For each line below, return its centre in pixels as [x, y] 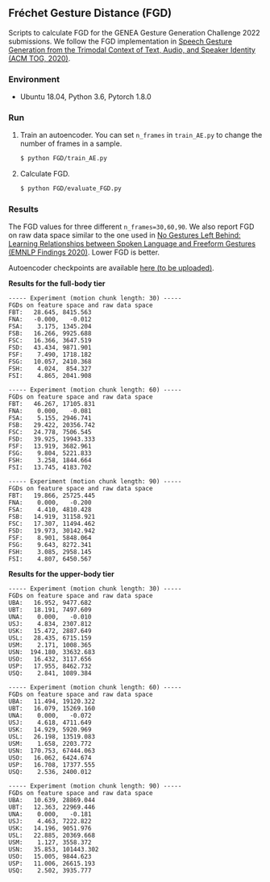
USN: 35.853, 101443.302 [54, 850]
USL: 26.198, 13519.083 [52, 737]
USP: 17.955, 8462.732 [50, 667]
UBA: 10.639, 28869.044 [52, 801]
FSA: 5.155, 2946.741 [50, 418]
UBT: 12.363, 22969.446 [52, 807]
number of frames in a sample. [71, 143]
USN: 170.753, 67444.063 [52, 751]
